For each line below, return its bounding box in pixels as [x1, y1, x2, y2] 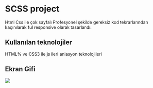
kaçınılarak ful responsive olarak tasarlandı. [5, 24, 92, 30]
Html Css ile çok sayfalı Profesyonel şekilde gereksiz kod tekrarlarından [5, 19, 148, 25]
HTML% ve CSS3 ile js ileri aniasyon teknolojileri [5, 51, 102, 57]
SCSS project [5, 3, 60, 14]
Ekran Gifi [5, 65, 35, 73]
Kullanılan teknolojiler [5, 38, 72, 47]
